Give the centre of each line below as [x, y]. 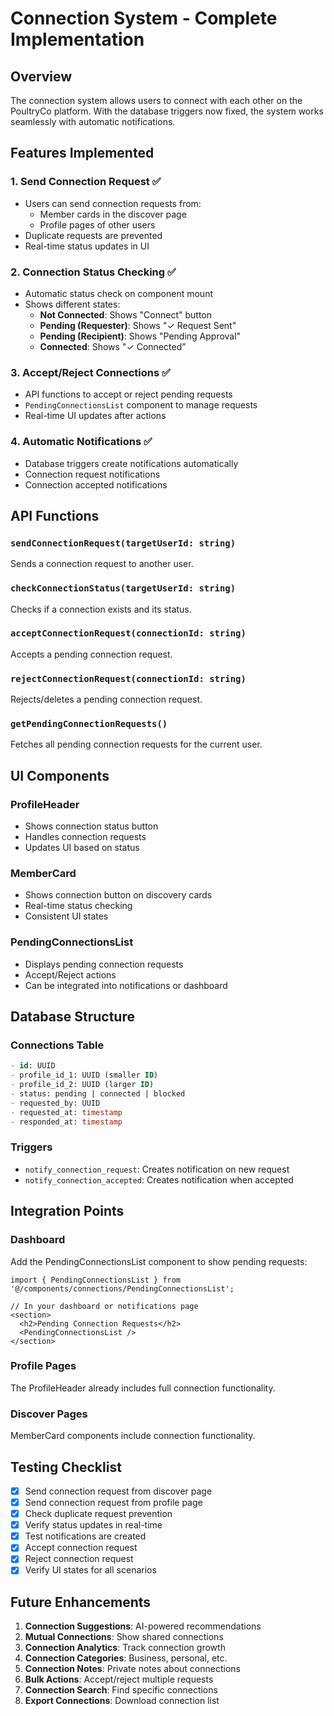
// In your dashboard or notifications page [104, 1306]
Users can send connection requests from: [113, 203]
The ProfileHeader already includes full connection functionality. [143, 1388]
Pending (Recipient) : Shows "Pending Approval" [140, 336]
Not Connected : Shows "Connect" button [125, 314]
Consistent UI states [66, 916]
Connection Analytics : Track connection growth [125, 1648]
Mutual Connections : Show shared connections [124, 1637]
